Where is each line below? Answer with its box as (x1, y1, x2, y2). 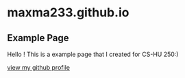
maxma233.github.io (7, 5, 129, 21)
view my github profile (7, 64, 71, 71)
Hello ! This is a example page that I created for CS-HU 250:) (7, 50, 179, 58)
